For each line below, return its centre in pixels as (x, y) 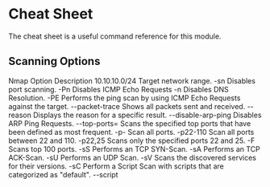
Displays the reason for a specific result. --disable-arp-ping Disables (147, 115)
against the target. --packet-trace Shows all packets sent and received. (127, 106)
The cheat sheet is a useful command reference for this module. (115, 36)
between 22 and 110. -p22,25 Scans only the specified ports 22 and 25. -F (132, 140)
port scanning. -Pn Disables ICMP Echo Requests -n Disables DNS (119, 89)
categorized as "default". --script (63, 174)
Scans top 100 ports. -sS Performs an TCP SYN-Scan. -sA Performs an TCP (134, 148)
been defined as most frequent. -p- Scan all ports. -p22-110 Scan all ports (131, 132)
